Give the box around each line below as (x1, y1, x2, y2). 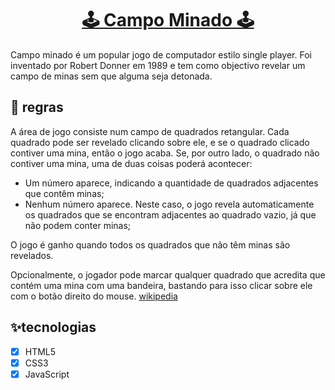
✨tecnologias (10, 319, 97, 336)
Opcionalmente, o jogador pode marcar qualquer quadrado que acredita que (10, 268, 326, 281)
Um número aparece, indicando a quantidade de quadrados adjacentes (24, 177, 319, 189)
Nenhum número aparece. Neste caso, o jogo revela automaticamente (24, 198, 315, 210)
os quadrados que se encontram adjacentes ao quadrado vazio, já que (24, 208, 317, 221)
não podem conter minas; (24, 219, 132, 231)
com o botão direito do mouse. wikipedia (10, 290, 178, 302)
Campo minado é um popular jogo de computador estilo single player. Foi (10, 48, 312, 61)
